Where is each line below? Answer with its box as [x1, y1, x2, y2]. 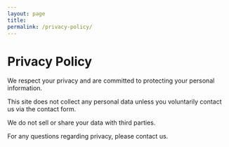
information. [7, 84, 43, 92]
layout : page [7, 10, 46, 17]
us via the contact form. [7, 105, 77, 113]
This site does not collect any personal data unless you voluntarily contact [7, 97, 222, 106]
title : [7, 17, 27, 24]
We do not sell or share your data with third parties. [7, 118, 156, 127]
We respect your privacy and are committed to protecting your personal [7, 76, 215, 85]
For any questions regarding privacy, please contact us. [7, 132, 169, 141]
